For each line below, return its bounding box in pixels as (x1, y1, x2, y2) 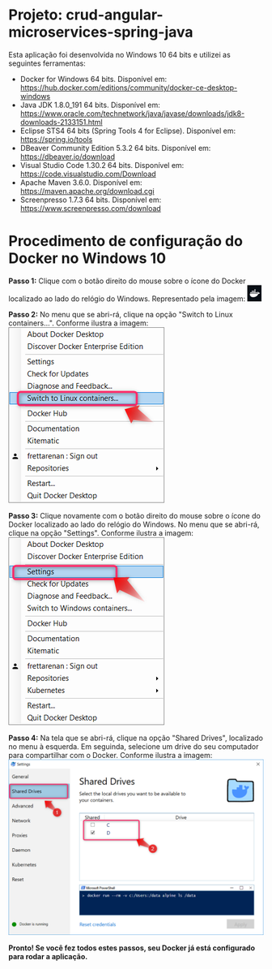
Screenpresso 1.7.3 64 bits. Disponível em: (19, 195, 162, 205)
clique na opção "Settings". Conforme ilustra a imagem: (8, 528, 194, 537)
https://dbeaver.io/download (19, 152, 116, 161)
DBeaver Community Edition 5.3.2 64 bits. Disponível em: (19, 143, 211, 153)
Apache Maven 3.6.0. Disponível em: (19, 177, 143, 187)
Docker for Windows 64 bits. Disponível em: (19, 74, 168, 84)
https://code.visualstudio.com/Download (19, 169, 156, 179)
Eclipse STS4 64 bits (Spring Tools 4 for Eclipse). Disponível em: (19, 126, 236, 136)
